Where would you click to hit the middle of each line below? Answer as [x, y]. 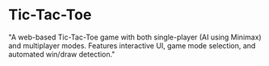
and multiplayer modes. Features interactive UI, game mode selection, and [132, 45]
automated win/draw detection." [62, 54]
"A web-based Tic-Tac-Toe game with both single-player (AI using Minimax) [135, 37]
